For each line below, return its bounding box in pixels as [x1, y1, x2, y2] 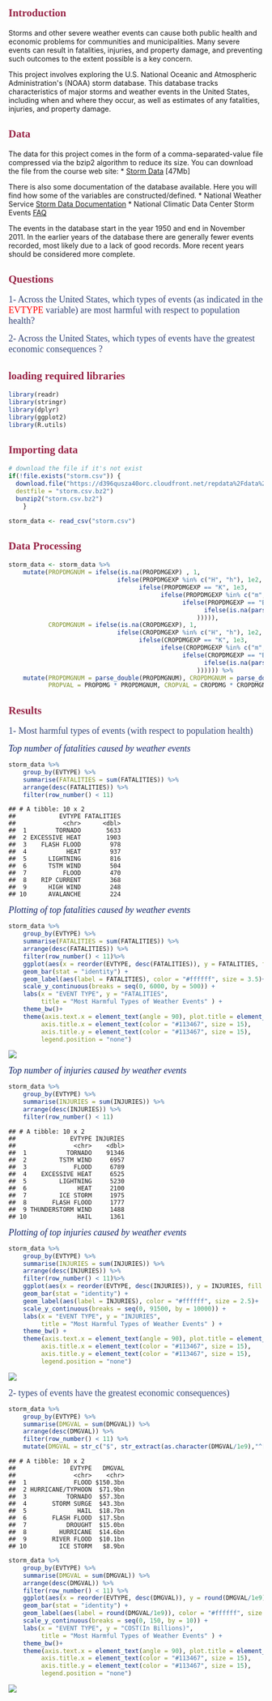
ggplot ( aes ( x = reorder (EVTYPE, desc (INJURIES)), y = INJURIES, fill [23, 1282, 263, 1290]
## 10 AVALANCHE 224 [8, 890, 121, 898]
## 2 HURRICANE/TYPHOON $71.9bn [8, 1486, 125, 1494]
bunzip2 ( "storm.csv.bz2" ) [15, 494, 104, 503]
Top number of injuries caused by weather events [8, 1065, 187, 1076]
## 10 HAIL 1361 [8, 1213, 125, 1221]
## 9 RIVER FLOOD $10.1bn [8, 1535, 125, 1544]
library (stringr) [8, 399, 67, 407]
